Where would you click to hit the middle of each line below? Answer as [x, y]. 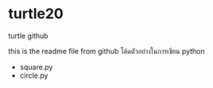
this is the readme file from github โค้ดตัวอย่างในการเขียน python [106, 51]
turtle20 [36, 14]
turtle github [29, 36]
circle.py [34, 75]
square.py [36, 67]
